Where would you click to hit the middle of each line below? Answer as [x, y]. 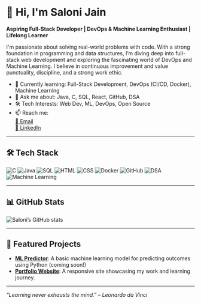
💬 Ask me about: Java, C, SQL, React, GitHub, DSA [77, 97]
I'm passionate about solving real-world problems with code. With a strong [98, 47]
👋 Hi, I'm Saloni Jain [56, 12]
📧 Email [24, 121]
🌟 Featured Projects [44, 244]
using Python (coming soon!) [51, 265]
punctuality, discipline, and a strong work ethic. [64, 72]
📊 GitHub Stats [35, 202]
